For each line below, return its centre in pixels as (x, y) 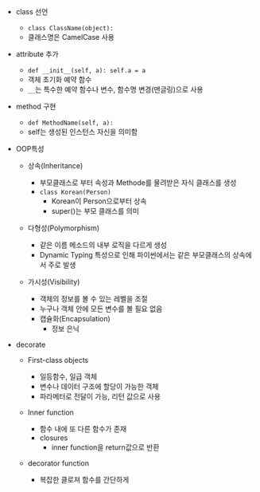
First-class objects (58, 360)
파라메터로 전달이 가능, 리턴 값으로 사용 (100, 396)
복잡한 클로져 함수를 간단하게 (84, 480)
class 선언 (32, 12)
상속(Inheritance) (55, 165)
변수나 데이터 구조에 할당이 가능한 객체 (99, 386)
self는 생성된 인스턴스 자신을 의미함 (82, 132)
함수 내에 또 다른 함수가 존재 (83, 429)
